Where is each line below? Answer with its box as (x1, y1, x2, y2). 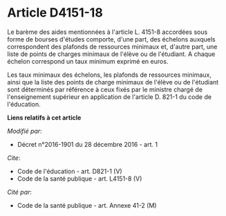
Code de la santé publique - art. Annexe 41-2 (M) (17, 201, 157, 209)
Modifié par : (7, 127, 43, 135)
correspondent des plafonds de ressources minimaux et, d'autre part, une (7, 42, 218, 51)
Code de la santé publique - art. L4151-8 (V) (17, 174, 142, 183)
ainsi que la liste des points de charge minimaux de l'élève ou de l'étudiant (7, 78, 219, 86)
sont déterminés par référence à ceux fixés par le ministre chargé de (7, 85, 203, 93)
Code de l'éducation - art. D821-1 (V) (17, 167, 122, 175)
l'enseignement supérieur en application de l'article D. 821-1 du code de (7, 92, 212, 101)
